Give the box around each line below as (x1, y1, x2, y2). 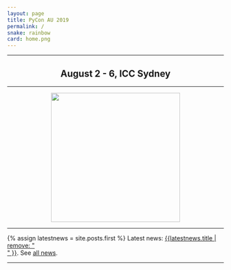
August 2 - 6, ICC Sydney (60, 67, 170, 79)
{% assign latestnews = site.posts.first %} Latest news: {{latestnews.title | (7, 233, 217, 242)
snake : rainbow (7, 29, 51, 37)
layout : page (7, 10, 45, 17)
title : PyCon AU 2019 (7, 17, 69, 23)
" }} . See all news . (7, 249, 58, 257)
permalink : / (7, 23, 45, 30)
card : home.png (7, 36, 51, 43)
